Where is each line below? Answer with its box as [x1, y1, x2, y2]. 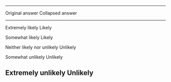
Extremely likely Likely [5, 25, 52, 30]
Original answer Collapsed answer [5, 10, 77, 16]
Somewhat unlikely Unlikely [5, 54, 63, 60]
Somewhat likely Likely [5, 34, 53, 40]
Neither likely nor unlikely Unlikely [5, 44, 76, 50]
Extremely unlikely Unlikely [5, 69, 94, 77]
